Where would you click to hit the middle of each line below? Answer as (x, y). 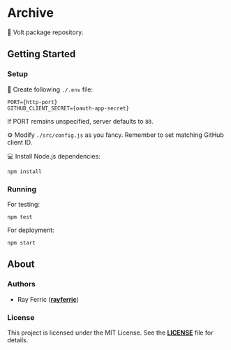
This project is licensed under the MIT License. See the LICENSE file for (110, 333)
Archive (31, 13)
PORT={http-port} (32, 102)
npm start (22, 242)
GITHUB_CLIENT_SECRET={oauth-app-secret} (68, 108)
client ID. (20, 142)
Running (22, 189)
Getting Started (42, 54)
